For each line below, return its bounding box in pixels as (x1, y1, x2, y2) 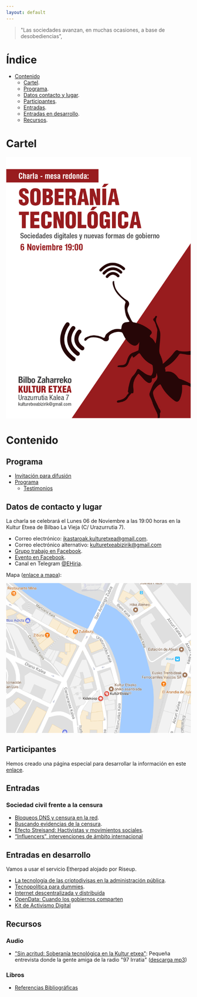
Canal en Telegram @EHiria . (14, 560, 83, 567)
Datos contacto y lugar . (23, 91, 80, 98)
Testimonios (23, 485, 53, 492)
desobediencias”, (20, 32, 63, 39)
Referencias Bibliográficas (14, 984, 78, 991)
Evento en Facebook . (14, 554, 66, 561)
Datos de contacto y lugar (6, 502, 103, 512)
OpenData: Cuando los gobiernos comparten (14, 896, 123, 903)
